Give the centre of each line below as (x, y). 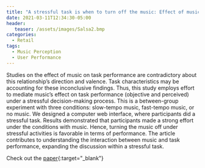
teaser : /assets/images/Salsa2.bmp (59, 29)
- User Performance (37, 57)
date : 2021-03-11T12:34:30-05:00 (49, 18)
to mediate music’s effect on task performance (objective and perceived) (98, 94)
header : (16, 23)
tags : (13, 46)
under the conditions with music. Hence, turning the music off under (92, 126)
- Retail (23, 40)
